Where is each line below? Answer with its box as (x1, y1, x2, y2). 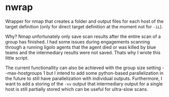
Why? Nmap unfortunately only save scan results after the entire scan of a (5, 33, 161, 39)
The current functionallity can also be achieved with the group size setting (5, 65, 161, 71)
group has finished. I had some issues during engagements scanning (5, 38, 150, 44)
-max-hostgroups (5, 70, 42, 76)
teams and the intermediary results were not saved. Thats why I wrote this (5, 50, 161, 56)
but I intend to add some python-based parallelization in (46, 70, 164, 76)
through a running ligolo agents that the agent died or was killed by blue (5, 44, 156, 50)
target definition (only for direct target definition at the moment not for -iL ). (5, 23, 163, 29)
